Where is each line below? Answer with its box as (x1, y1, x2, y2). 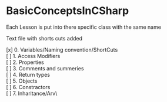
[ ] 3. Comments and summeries (6, 64, 84, 72)
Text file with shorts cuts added (6, 35, 83, 42)
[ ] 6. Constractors (6, 83, 51, 90)
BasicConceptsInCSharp (6, 4, 129, 18)
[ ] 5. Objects (6, 77, 38, 84)
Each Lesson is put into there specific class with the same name (6, 23, 162, 30)
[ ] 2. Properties (6, 59, 44, 66)
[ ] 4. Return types (6, 71, 50, 78)
